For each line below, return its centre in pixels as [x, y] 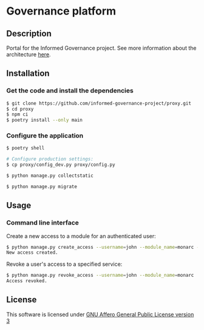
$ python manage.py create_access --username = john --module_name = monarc [100, 247]
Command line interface [42, 223]
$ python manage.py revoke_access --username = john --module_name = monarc [100, 276]
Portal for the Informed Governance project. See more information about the [101, 48]
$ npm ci [17, 114]
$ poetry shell [25, 148]
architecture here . [29, 54]
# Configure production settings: [50, 159]
